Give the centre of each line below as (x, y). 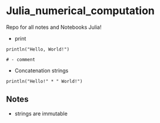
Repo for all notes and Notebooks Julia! (54, 27)
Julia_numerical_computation (80, 11)
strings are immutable (41, 114)
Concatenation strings (41, 70)
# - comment (21, 59)
